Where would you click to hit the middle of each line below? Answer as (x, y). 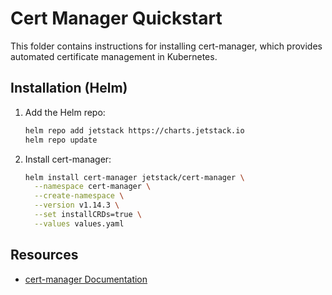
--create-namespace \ (79, 196)
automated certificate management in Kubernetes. (114, 56)
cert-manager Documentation (86, 279)
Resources (44, 255)
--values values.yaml (79, 223)
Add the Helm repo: (65, 112)
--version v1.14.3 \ (77, 205)
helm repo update (61, 140)
